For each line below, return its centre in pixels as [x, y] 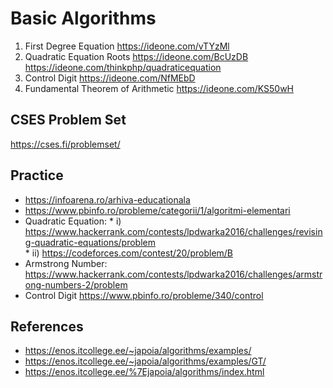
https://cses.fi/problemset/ [65, 144]
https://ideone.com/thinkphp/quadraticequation [123, 67]
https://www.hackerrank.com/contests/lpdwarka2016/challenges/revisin [173, 231]
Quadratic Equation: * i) [73, 221]
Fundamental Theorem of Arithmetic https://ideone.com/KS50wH [159, 88]
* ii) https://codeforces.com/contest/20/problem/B [129, 253]
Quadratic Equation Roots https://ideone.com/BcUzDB [136, 56]
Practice [37, 175]
